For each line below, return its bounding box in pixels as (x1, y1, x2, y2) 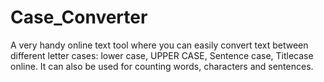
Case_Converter (10, 6, 148, 29)
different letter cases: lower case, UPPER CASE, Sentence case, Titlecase (10, 49, 314, 61)
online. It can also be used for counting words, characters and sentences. (10, 60, 314, 72)
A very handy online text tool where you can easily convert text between (10, 39, 309, 51)
